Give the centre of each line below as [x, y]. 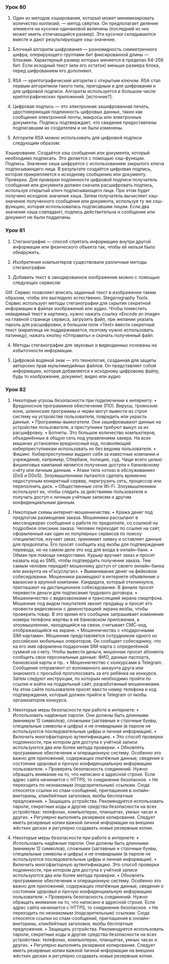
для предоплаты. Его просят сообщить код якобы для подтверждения [88, 544]
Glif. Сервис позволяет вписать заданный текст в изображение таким [81, 292]
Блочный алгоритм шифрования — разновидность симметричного [85, 50]
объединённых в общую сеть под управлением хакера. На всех [82, 438]
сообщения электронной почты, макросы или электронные [77, 117]
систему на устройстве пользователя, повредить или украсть [80, 416]
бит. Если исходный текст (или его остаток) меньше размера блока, [86, 65]
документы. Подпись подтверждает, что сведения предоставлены [84, 123]
